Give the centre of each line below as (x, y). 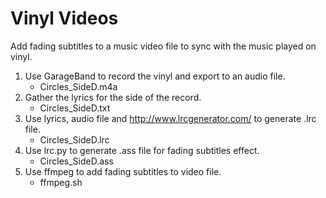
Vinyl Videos (64, 18)
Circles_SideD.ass (76, 161)
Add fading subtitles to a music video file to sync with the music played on (163, 46)
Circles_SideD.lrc (74, 139)
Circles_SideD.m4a (78, 86)
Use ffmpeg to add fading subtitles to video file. (123, 171)
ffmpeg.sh (61, 182)
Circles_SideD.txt (75, 108)
